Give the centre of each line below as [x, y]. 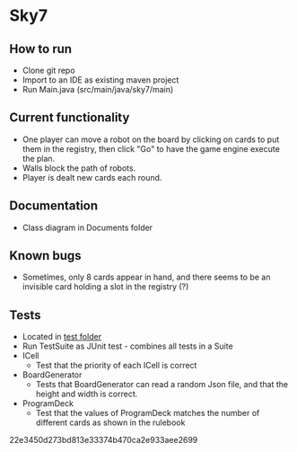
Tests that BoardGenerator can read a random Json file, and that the [162, 385]
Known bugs [46, 256]
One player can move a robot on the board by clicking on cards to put [151, 139]
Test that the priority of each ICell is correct [116, 366]
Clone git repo [48, 70]
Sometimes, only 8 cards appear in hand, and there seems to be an [146, 277]
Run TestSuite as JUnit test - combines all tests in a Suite [127, 346]
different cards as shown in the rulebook [110, 422]
